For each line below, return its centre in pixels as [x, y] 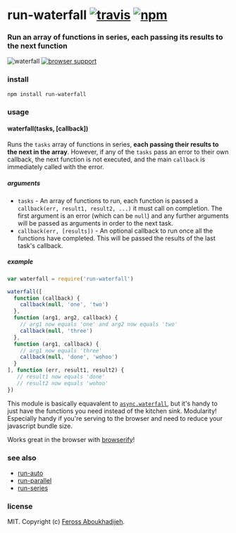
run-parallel [35, 481]
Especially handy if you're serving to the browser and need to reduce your [115, 418]
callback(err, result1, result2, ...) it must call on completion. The [120, 208]
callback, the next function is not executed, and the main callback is [106, 159]
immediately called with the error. [56, 166]
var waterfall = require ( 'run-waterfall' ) [70, 278]
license [20, 506]
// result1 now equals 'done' [61, 377]
